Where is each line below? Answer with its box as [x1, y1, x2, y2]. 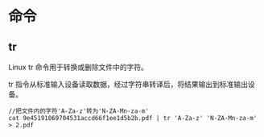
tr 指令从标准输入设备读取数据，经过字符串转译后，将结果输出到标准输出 [8, 80, 248, 89]
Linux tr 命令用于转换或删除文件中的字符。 [8, 62, 149, 72]
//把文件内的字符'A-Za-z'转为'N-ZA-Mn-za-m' [8, 107, 149, 115]
